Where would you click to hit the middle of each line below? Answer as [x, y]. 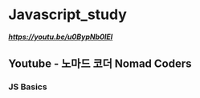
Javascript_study [67, 15]
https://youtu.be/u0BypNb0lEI [61, 37]
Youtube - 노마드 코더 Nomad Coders [100, 64]
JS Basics [28, 87]
